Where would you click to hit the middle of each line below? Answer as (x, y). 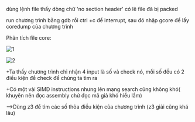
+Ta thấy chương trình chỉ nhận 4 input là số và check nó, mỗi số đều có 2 (95, 72)
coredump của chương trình (40, 27)
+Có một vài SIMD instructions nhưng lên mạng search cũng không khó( (93, 89)
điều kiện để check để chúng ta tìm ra (52, 78)
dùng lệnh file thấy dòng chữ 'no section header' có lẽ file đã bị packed (92, 9)
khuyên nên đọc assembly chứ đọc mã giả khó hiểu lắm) (74, 95)
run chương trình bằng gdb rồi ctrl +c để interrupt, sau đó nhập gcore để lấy (97, 20)
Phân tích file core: (29, 38)
